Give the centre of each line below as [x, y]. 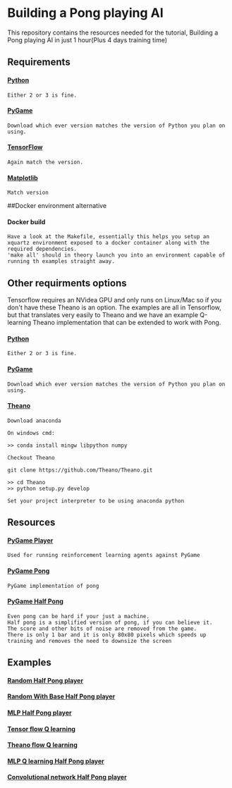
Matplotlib [23, 178]
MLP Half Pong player [39, 713]
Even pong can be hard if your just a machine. [79, 616]
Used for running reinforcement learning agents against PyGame [104, 555]
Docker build [26, 222]
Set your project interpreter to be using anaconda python [96, 501]
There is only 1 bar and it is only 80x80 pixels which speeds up [107, 635]
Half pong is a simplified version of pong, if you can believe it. [110, 622]
